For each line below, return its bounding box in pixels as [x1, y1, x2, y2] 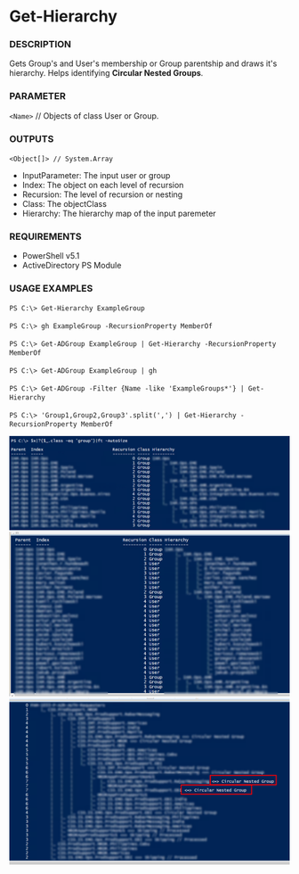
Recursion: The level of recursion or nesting [21, 189, 183, 200]
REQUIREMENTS [9, 230, 82, 243]
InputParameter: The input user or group [21, 170, 171, 181]
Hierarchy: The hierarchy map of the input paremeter [21, 208, 216, 219]
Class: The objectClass [21, 199, 107, 210]
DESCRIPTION [9, 38, 72, 51]
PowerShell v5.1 [21, 251, 80, 261]
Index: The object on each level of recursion [21, 180, 184, 191]
